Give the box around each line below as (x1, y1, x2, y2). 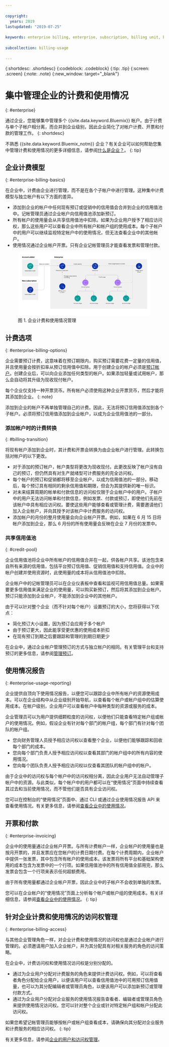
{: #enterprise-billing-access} (5, 926, 67, 932)
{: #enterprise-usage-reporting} (5, 680, 71, 686)
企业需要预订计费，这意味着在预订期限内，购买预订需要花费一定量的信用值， (5, 358, 164, 364)
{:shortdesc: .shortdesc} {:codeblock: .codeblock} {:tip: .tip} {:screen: (5, 65, 150, 71)
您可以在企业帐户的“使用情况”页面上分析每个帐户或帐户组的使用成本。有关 (5, 890, 159, 896)
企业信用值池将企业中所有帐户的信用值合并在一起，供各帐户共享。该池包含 (5, 557, 159, 563)
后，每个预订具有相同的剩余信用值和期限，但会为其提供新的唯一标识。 (12, 483, 158, 489)
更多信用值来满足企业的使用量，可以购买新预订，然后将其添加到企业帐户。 (9, 586, 164, 592)
